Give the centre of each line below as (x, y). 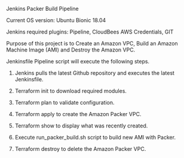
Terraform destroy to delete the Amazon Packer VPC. (80, 149)
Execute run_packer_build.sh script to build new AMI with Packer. (95, 137)
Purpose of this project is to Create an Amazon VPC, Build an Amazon (92, 43)
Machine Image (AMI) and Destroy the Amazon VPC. (71, 50)
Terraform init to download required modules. (71, 91)
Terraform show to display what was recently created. (81, 126)
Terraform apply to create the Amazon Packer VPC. (78, 114)
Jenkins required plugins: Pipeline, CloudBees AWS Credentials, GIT (90, 32)
